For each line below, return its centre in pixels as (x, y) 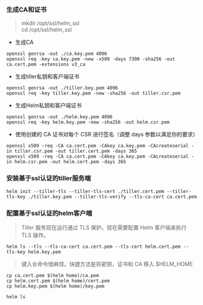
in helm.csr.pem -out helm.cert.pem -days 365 (66, 162)
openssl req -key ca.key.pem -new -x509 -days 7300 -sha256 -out (91, 59)
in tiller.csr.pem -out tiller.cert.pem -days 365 (72, 151)
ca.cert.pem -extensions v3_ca (46, 65)
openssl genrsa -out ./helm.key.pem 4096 (60, 117)
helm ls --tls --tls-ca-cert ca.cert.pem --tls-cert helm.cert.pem (94, 247)
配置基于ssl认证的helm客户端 (49, 213)
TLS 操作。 (35, 235)
